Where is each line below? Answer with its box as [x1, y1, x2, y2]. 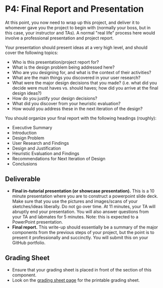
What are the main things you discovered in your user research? [12, 75, 141, 80]
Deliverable [5, 175, 40, 183]
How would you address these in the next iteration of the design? [12, 106, 143, 112]
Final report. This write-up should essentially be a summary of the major [12, 224, 158, 230]
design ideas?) [12, 90, 42, 96]
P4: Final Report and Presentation [5, 3, 144, 15]
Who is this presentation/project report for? [12, 59, 99, 65]
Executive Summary [12, 124, 53, 130]
